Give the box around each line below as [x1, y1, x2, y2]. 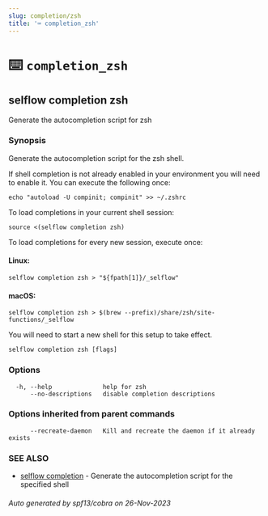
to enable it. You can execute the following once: [8, 177, 172, 187]
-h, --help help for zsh [15, 383, 147, 391]
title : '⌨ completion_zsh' [8, 19, 100, 27]
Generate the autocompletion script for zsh [8, 115, 152, 125]
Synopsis [8, 135, 46, 146]
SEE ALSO [8, 452, 49, 463]
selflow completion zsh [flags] [8, 345, 117, 354]
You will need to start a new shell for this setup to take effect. [8, 330, 213, 340]
